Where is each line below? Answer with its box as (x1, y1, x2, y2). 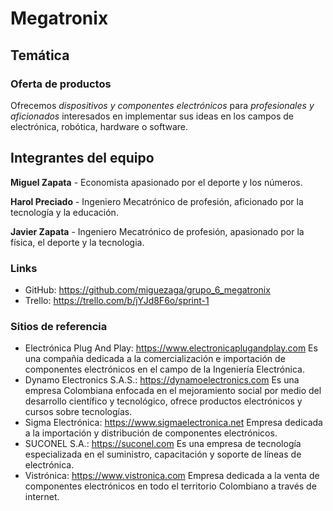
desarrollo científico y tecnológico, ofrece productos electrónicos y (24, 395, 303, 407)
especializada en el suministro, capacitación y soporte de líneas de (24, 448, 302, 461)
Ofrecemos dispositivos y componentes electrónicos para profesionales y (10, 99, 315, 111)
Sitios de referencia (10, 319, 108, 333)
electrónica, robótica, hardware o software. (10, 120, 189, 132)
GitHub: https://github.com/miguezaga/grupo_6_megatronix (24, 283, 271, 296)
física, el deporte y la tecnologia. (10, 236, 145, 248)
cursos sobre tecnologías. (24, 406, 133, 418)
